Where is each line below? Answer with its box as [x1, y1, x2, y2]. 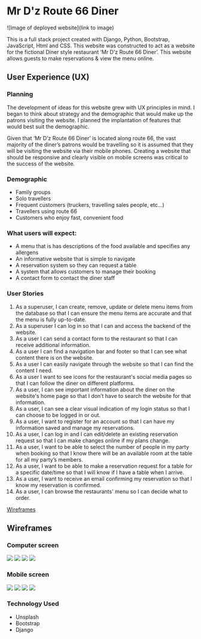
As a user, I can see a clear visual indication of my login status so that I [15, 405, 190, 412]
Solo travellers [15, 195, 51, 202]
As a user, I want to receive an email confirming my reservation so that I [15, 475, 193, 482]
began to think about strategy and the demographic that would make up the [7, 110, 193, 117]
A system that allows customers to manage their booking [15, 268, 156, 275]
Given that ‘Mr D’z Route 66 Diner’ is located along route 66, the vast [7, 134, 176, 141]
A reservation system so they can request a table [15, 262, 137, 269]
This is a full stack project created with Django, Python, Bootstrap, [7, 35, 170, 43]
